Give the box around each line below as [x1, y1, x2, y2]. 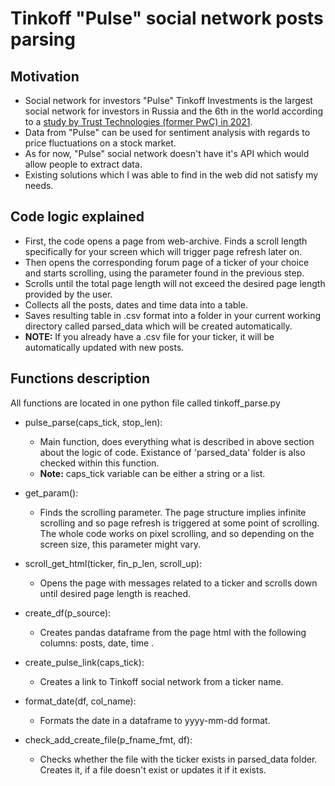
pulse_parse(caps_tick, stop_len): [24, 416, 163, 428]
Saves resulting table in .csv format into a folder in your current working [24, 309, 322, 321]
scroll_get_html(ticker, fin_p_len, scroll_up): [24, 557, 203, 569]
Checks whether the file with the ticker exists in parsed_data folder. [39, 753, 318, 765]
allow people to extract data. [24, 158, 143, 170]
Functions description [10, 370, 150, 387]
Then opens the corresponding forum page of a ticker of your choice [24, 256, 310, 268]
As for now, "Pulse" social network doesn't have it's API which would [24, 148, 310, 159]
